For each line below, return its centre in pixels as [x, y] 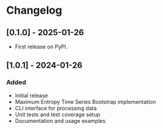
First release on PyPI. [41, 47]
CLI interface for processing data [56, 108]
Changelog [34, 10]
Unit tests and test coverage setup [57, 114]
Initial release [31, 95]
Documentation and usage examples [60, 120]
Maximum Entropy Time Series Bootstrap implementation [85, 101]
